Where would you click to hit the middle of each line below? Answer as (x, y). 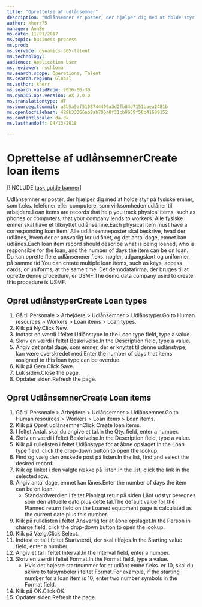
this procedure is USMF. (37, 282)
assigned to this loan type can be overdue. (68, 360)
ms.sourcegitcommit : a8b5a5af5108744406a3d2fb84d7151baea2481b (88, 106)
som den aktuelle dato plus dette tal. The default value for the (100, 501)
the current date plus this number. (66, 514)
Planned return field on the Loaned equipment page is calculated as (108, 508)
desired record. (34, 463)
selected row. (32, 476)
